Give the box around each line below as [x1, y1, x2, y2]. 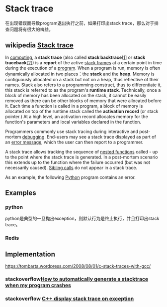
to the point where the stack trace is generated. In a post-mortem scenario [5, 154, 158, 160]
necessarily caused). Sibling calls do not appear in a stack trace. [5, 164, 138, 170]
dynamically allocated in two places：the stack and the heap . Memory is [5, 71, 155, 77]
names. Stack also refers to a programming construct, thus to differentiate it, [5, 82, 162, 88]
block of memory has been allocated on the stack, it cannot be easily [5, 92, 147, 98]
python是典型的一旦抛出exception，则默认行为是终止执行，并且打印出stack [5, 215, 160, 222]
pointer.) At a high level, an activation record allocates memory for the [5, 113, 148, 120]
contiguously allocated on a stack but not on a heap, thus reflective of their [5, 76, 159, 82]
